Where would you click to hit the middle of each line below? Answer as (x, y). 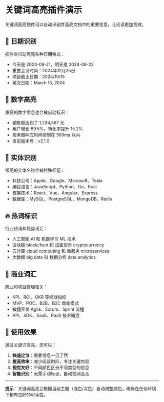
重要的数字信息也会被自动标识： (37, 112)
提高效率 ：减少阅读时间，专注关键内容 (51, 361)
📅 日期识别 (21, 41)
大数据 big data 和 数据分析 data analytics (54, 257)
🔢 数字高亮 (21, 100)
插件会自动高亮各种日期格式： (35, 54)
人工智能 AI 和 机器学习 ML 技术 (44, 239)
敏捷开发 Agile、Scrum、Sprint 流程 (48, 309)
